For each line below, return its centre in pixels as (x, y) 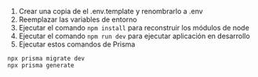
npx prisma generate (41, 65)
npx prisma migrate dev (46, 58)
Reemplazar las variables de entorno (78, 19)
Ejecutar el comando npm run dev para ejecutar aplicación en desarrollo (134, 36)
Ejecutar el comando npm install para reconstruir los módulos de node (134, 28)
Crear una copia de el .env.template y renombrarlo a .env (111, 11)
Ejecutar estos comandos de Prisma (77, 44)
